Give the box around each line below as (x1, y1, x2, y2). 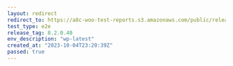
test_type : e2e (7, 23, 51, 30)
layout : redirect (7, 10, 58, 17)
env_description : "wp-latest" (7, 36, 95, 43)
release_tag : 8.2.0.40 (7, 29, 73, 36)
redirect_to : (7, 16, 45, 23)
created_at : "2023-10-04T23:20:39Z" (7, 42, 113, 49)
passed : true (7, 49, 45, 56)
